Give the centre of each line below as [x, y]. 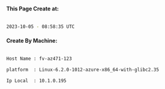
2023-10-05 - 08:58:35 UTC [40, 27]
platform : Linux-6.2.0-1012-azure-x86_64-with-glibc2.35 [83, 70]
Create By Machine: [32, 40]
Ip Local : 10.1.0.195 [37, 81]
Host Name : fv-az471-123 [39, 59]
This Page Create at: [33, 9]
